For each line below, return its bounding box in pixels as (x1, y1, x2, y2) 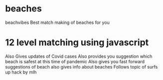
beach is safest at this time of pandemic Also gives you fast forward (5, 58, 145, 65)
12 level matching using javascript (5, 37, 149, 48)
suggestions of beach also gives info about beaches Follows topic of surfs (5, 64, 158, 70)
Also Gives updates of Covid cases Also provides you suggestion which (5, 53, 153, 59)
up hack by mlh (5, 69, 37, 75)
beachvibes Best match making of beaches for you (5, 19, 110, 25)
